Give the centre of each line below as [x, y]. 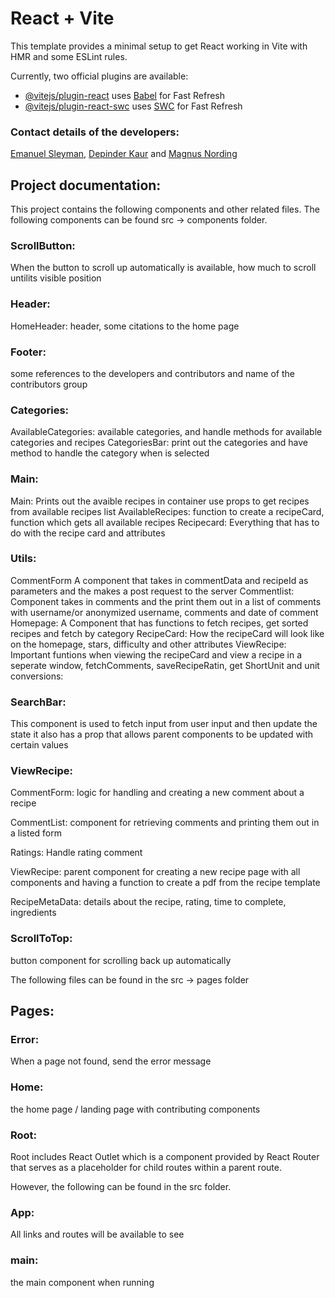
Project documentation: [86, 185]
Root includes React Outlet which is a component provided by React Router [165, 1156]
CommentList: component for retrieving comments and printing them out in [165, 823]
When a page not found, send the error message [111, 1061]
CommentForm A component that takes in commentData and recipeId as [159, 580]
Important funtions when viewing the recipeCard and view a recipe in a [156, 654]
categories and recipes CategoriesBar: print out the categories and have [159, 443]
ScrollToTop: [41, 939]
